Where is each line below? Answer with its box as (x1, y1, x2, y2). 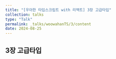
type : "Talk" (5, 17, 33, 22)
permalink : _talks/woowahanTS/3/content (5, 21, 92, 27)
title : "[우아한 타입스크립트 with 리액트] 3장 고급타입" (5, 7, 112, 13)
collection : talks (5, 12, 44, 17)
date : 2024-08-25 (5, 26, 42, 31)
